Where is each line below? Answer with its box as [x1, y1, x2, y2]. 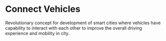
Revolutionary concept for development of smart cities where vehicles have [5, 20, 161, 26]
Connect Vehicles [5, 3, 81, 15]
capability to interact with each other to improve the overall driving [5, 25, 142, 31]
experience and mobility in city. [5, 30, 70, 36]
